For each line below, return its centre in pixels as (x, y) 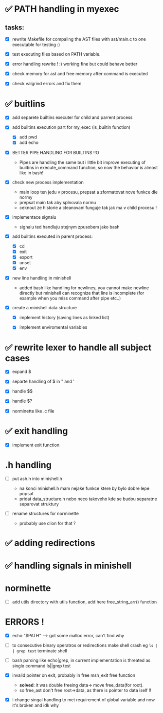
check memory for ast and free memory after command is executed (80, 74)
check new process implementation (48, 182)
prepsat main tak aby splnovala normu (58, 202)
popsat (26, 493)
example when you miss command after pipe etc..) (70, 298)
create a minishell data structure (44, 308)
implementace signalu (34, 217)
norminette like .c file (33, 411)
